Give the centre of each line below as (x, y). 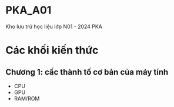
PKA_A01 (29, 10)
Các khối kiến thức (52, 50)
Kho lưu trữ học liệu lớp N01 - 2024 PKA (54, 26)
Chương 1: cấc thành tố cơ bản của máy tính (87, 72)
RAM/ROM (27, 98)
